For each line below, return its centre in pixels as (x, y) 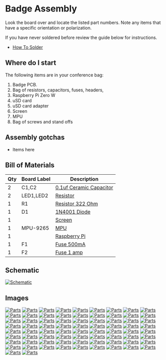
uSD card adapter (30, 106)
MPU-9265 (35, 228)
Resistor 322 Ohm (77, 204)
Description (84, 179)
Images (17, 298)
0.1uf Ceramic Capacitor (84, 188)
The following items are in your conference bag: (54, 75)
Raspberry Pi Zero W (34, 95)
